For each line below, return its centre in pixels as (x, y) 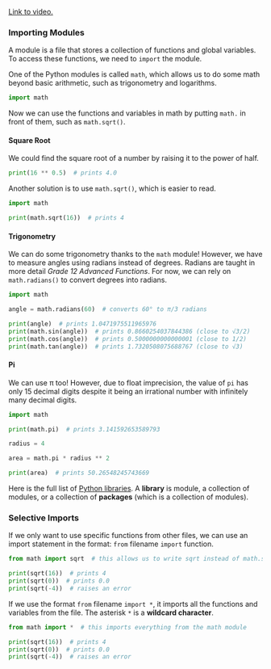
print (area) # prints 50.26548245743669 (79, 473)
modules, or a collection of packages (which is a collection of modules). (128, 497)
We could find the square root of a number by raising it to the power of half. (134, 158)
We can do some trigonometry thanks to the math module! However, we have (135, 255)
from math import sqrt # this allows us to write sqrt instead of (124, 559)
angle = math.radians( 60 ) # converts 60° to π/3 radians (108, 309)
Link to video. (31, 12)
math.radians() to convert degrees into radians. (88, 280)
